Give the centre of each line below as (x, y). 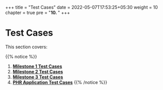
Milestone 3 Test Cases (38, 77)
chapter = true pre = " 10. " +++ (38, 13)
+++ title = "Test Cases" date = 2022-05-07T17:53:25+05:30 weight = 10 (81, 7)
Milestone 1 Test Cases (37, 66)
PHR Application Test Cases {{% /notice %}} (60, 82)
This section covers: (26, 47)
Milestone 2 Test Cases (38, 71)
